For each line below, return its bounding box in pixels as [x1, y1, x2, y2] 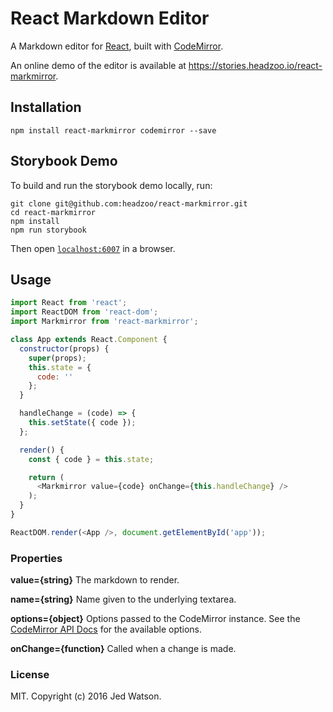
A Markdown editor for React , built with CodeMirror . [10, 40, 224, 52]
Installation [10, 99, 82, 116]
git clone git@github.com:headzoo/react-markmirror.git [10, 198, 248, 209]
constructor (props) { [19, 343, 110, 354]
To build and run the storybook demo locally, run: [10, 179, 213, 191]
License [10, 667, 50, 681]
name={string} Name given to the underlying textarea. [10, 593, 237, 606]
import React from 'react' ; [10, 298, 128, 308]
